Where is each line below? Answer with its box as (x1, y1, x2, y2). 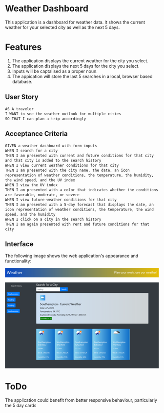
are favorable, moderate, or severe (5, 192, 80, 197)
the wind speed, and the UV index (5, 178, 76, 182)
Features (5, 42, 42, 53)
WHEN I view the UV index (5, 182, 58, 187)
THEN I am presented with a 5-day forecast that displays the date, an (5, 202, 154, 207)
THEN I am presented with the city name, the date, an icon (5, 168, 130, 173)
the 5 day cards (5, 402, 37, 408)
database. (12, 78, 33, 84)
